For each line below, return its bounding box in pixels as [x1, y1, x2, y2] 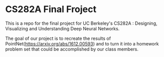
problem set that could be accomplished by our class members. [5, 46, 139, 52]
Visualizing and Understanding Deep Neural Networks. [5, 25, 120, 31]
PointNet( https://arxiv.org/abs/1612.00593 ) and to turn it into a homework [5, 40, 159, 46]
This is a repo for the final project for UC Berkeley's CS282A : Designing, [5, 20, 157, 26]
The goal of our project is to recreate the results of [5, 35, 111, 41]
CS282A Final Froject [5, 4, 96, 15]
